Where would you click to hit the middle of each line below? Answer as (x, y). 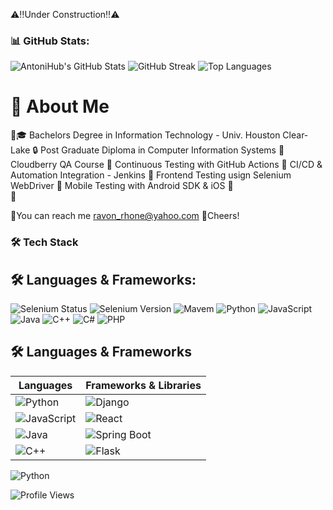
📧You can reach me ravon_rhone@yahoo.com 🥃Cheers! (125, 216)
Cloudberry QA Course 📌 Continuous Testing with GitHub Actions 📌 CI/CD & (166, 165)
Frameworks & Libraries (143, 385)
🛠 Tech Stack (44, 242)
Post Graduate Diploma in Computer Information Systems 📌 (162, 150)
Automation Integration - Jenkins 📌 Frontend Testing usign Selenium (151, 175)
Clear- (295, 135)
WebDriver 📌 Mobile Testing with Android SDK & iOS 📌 (122, 186)
